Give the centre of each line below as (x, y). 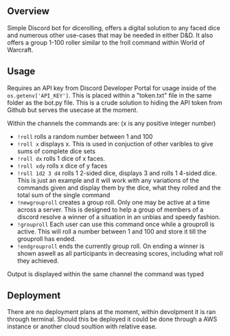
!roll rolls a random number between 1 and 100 (85, 136)
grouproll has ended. (47, 238)
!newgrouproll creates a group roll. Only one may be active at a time (114, 202)
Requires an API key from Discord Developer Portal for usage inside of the (112, 88)
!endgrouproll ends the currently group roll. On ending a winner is (111, 246)
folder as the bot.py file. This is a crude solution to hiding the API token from (115, 102)
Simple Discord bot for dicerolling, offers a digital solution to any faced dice (114, 27)
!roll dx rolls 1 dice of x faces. (61, 158)
